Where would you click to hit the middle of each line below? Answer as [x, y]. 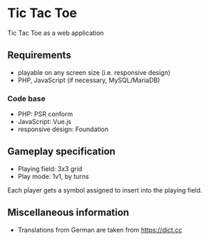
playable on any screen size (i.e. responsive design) [94, 72]
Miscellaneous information [68, 213]
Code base [26, 98]
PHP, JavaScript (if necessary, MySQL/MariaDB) [89, 80]
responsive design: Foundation [63, 129]
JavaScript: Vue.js [44, 122]
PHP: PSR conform [45, 114]
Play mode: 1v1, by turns [53, 176]
